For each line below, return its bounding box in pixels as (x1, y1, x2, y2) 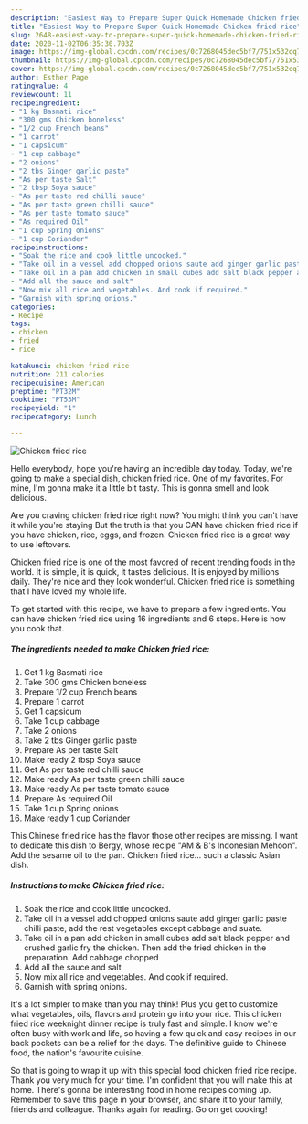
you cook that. (10, 622, 65, 633)
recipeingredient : (10, 98, 80, 108)
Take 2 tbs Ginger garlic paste (23, 735, 138, 746)
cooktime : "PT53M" (10, 395, 80, 405)
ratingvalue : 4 (10, 81, 69, 90)
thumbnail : (10, 56, 52, 65)
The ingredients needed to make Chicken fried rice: (10, 643, 210, 654)
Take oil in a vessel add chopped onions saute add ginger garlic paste (23, 913, 287, 924)
